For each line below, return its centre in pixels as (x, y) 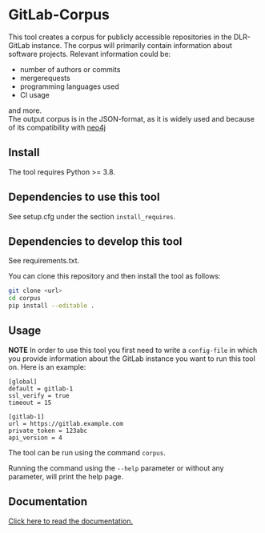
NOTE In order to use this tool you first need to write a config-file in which (133, 350)
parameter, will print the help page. (66, 476)
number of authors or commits (70, 69)
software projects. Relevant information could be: (90, 54)
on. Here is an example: (47, 367)
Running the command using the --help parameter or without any (116, 468)
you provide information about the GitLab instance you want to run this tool (132, 359)
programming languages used (69, 86)
